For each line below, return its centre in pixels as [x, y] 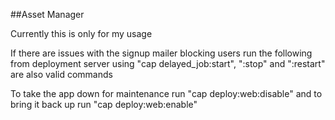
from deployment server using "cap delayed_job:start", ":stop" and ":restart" [168, 63]
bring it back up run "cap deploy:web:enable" [104, 104]
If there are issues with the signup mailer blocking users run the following [161, 53]
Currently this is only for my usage [81, 33]
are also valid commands [61, 74]
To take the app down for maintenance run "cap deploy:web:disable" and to [166, 93]
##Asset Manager [47, 14]
